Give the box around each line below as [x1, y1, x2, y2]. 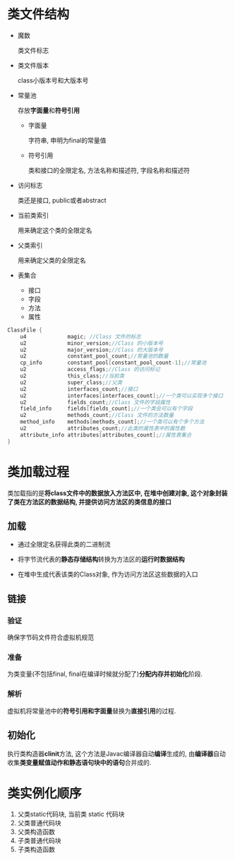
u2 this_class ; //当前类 [20, 373, 125, 380]
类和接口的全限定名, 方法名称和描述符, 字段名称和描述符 [28, 166, 191, 174]
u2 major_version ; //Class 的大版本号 [20, 346, 164, 353]
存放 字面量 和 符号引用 [17, 106, 80, 114]
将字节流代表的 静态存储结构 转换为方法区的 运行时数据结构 [17, 555, 185, 564]
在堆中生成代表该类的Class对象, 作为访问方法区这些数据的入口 [17, 570, 199, 579]
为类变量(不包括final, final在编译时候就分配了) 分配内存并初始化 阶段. [7, 670, 203, 678]
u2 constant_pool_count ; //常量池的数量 [20, 353, 169, 360]
